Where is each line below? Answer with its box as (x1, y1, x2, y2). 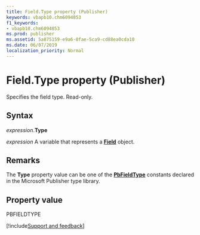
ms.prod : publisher (6, 31, 55, 37)
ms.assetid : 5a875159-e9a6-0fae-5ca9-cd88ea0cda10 (6, 36, 135, 42)
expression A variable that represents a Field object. (6, 138, 135, 145)
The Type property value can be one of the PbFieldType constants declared (6, 171, 195, 178)
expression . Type (6, 126, 48, 133)
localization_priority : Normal (6, 48, 84, 54)
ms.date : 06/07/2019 (6, 42, 58, 48)
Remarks (6, 155, 41, 165)
